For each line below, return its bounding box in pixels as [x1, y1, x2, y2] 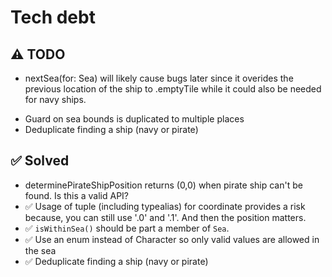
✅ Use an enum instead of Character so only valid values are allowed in [24, 233, 320, 245]
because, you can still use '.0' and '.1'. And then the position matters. [24, 211, 307, 223]
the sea [24, 244, 57, 256]
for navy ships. [24, 94, 87, 105]
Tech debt [10, 6, 96, 29]
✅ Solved [10, 152, 70, 170]
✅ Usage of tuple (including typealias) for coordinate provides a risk [24, 200, 306, 212]
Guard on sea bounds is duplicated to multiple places [24, 113, 245, 125]
